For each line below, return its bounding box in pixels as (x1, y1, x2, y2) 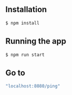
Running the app (5, 36, 66, 46)
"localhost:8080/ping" (5, 83, 60, 89)
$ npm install (5, 20, 40, 26)
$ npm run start (5, 52, 45, 58)
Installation (5, 5, 47, 15)
